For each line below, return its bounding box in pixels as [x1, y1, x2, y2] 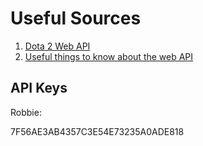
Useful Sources [10, 7, 142, 30]
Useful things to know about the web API [24, 50, 194, 62]
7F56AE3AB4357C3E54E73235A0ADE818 [10, 125, 185, 137]
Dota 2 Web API [24, 40, 91, 52]
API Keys [10, 80, 68, 97]
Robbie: [10, 106, 42, 118]
